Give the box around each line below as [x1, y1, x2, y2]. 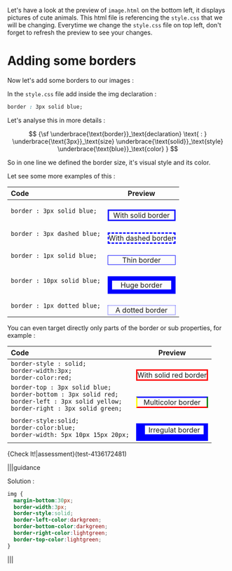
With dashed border [108, 233, 175, 243]
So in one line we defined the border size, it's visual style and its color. [7, 158, 211, 166]
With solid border [113, 210, 170, 220]
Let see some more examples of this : [7, 171, 116, 180]
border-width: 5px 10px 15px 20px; [11, 431, 130, 438]
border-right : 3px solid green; [11, 404, 123, 412]
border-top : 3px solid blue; [11, 383, 112, 391]
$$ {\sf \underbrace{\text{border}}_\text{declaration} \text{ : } [28, 129, 207, 138]
